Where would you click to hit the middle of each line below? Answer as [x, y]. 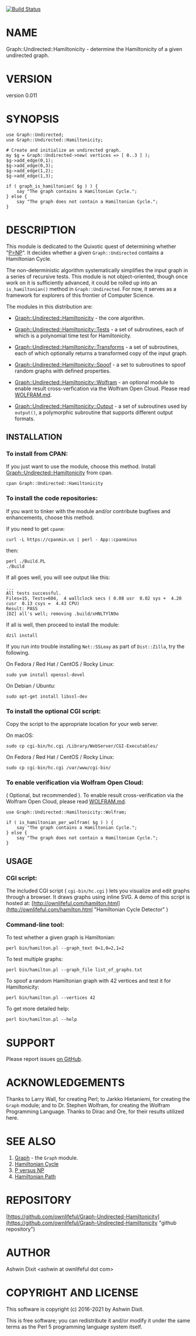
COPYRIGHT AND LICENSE [72, 1293]
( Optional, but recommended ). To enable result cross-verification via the [95, 795]
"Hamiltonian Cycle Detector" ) [131, 910]
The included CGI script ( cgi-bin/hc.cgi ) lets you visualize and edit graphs [98, 891]
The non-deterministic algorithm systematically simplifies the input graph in [97, 270]
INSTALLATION [34, 437]
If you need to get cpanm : [36, 528]
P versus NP [30, 1170]
